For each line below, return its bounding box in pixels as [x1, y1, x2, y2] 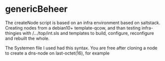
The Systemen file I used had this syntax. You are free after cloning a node [5, 45, 158, 51]
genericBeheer [5, 3, 68, 15]
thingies [5, 30, 22, 36]
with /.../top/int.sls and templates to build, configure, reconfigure [22, 30, 155, 36]
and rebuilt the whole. [5, 35, 50, 41]
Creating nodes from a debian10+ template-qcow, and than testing [5, 25, 141, 30]
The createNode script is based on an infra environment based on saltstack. [5, 20, 161, 26]
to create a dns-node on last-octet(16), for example [5, 50, 110, 56]
